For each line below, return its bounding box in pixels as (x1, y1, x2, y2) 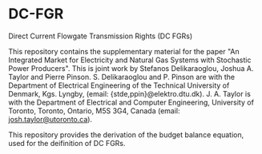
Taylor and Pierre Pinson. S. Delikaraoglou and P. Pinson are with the (8, 72, 235, 81)
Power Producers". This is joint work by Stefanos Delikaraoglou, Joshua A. (8, 63, 254, 73)
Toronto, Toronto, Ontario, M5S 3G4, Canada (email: (8, 105, 180, 116)
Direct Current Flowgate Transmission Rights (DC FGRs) (8, 31, 193, 41)
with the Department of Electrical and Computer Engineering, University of (8, 97, 255, 107)
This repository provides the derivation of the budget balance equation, (8, 129, 244, 140)
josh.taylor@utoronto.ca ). (8, 114, 93, 124)
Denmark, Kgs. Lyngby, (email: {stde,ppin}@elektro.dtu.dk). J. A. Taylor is (8, 89, 251, 98)
